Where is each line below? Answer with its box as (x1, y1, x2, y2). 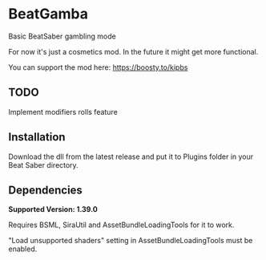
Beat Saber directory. (8, 160, 79, 169)
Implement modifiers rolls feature (8, 107, 118, 116)
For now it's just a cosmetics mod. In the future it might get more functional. (8, 47, 259, 56)
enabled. (8, 244, 38, 254)
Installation (8, 130, 66, 144)
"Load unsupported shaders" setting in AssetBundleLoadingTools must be (8, 236, 253, 246)
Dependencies (8, 183, 83, 197)
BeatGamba (8, 5, 88, 23)
